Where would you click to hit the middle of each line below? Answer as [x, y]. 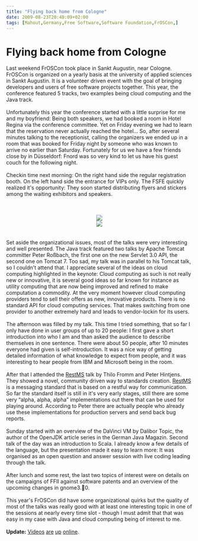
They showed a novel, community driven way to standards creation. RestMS [99, 381]
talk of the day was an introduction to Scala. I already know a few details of [98, 444]
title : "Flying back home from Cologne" [57, 12]
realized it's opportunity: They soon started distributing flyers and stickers [96, 188]
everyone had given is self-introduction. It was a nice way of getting [89, 349]
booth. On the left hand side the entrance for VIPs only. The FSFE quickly [95, 182]
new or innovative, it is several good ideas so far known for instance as [92, 280]
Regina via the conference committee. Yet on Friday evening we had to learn [99, 125]
